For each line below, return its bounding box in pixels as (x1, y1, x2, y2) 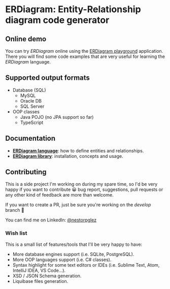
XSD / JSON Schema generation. (12, 273, 82, 279)
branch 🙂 (5, 207, 24, 213)
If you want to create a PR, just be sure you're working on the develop (5, 202, 151, 208)
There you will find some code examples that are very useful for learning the (5, 53, 165, 59)
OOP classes (12, 108, 40, 115)
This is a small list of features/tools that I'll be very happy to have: (5, 241, 143, 247)
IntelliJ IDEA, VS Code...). (12, 267, 66, 273)
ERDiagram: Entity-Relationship (5, 4, 141, 15)
